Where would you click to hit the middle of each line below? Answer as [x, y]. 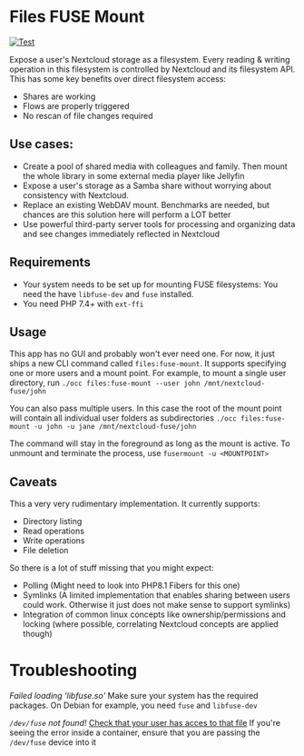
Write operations [54, 541]
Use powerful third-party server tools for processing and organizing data [159, 224]
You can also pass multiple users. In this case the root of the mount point [146, 408]
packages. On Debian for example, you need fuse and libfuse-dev [133, 705]
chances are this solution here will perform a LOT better [127, 214]
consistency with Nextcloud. [76, 195]
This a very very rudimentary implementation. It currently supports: [135, 504]
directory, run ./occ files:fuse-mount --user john [105, 383]
